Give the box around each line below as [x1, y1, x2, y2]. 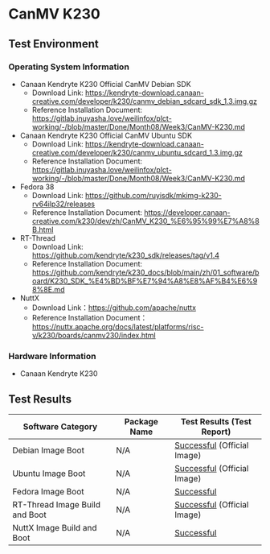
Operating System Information [8, 61, 130, 72]
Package [124, 415, 159, 427]
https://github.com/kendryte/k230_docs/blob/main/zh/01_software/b [31, 267, 260, 277]
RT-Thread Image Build [12, 498, 100, 510]
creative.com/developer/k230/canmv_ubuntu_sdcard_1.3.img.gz [31, 147, 243, 157]
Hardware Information [8, 350, 96, 362]
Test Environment [8, 37, 99, 51]
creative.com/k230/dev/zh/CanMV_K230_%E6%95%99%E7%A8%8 [31, 216, 260, 225]
